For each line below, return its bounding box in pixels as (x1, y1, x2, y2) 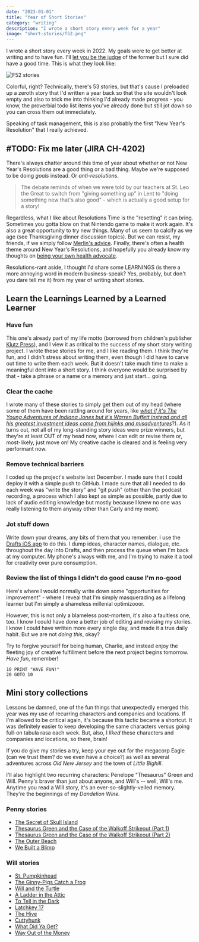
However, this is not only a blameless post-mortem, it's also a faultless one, (6, 612, 191, 619)
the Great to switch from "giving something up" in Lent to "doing (20, 190, 178, 197)
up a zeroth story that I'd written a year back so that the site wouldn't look (6, 89, 187, 97)
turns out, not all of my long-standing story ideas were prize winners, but (6, 426, 185, 433)
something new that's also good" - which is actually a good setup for (20, 196, 190, 203)
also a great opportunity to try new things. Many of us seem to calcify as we (6, 227, 192, 234)
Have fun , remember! (6, 655, 59, 662)
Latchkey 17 (14, 904, 44, 911)
